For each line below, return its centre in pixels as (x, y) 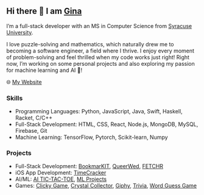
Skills (15, 98)
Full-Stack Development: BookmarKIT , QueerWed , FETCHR (89, 166)
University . (20, 32)
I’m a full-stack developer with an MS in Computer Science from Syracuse (99, 26)
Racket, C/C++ (34, 118)
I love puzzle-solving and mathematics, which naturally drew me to (90, 44)
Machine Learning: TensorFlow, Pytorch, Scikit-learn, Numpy (92, 137)
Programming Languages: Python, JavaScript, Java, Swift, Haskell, (99, 112)
